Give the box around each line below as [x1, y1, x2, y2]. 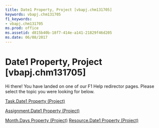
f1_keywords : [5, 16, 32, 21]
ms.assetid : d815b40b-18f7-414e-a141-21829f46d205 [5, 30, 112, 35]
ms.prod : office [5, 26, 39, 31]
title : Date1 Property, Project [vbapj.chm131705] [5, 7, 112, 12]
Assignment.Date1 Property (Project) [5, 108, 80, 114]
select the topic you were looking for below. [5, 88, 95, 94]
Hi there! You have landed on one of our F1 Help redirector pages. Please [5, 83, 155, 89]
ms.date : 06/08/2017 [5, 35, 48, 40]
